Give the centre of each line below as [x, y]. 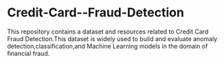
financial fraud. [29, 53]
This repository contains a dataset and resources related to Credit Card [108, 32]
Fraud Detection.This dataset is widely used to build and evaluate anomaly [112, 38]
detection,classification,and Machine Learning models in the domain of [108, 46]
